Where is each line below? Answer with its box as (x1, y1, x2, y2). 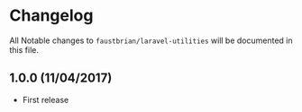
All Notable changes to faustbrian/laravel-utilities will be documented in (9, 35, 293, 46)
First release (22, 94, 69, 105)
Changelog (9, 5, 94, 26)
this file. (9, 44, 39, 55)
